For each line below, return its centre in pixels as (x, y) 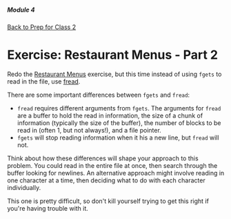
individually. (24, 187)
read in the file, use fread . (44, 81)
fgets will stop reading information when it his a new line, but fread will (118, 137)
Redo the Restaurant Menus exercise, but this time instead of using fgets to (114, 74)
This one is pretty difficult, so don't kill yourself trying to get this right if (108, 201)
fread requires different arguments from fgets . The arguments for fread (119, 108)
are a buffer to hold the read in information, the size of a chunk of (110, 115)
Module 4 (21, 10)
